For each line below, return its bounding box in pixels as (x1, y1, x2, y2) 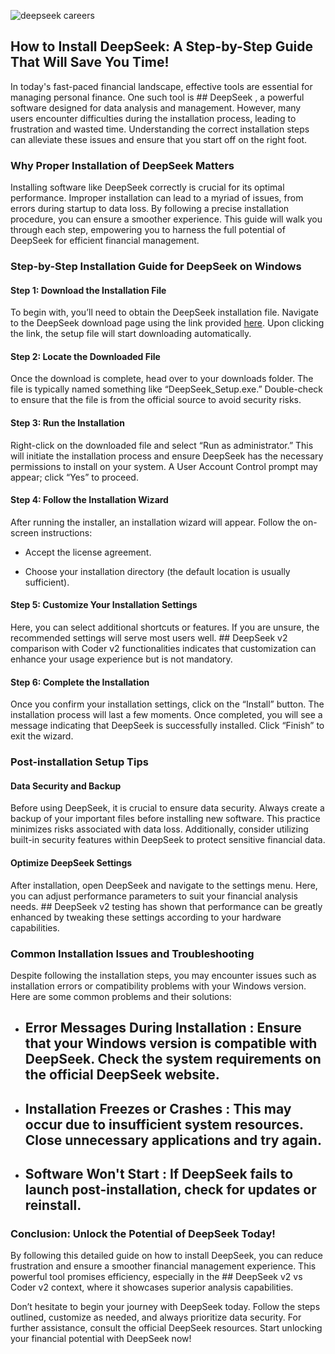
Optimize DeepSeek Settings (10, 856, 133, 869)
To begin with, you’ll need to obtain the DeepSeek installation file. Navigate (10, 306, 319, 319)
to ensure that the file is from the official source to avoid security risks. (10, 394, 302, 406)
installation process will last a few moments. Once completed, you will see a (10, 709, 323, 721)
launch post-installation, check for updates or (24, 1181, 317, 1199)
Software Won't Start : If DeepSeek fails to (24, 1166, 294, 1183)
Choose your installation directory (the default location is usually (24, 565, 291, 577)
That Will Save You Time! (10, 54, 170, 71)
